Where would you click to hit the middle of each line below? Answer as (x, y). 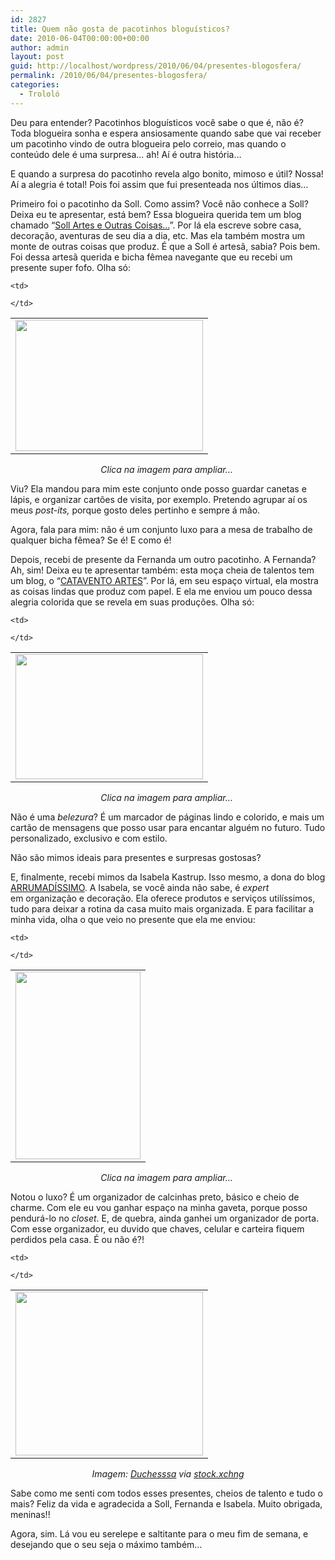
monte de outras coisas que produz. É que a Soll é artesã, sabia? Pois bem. (165, 246)
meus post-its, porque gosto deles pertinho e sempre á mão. (135, 510)
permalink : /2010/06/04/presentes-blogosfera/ (109, 76)
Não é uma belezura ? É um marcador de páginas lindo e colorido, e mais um (167, 817)
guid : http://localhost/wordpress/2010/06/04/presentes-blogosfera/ (156, 66)
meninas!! (30, 1514)
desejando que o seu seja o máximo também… (106, 1544)
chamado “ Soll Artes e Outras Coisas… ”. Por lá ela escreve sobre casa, (156, 225)
